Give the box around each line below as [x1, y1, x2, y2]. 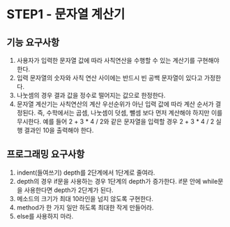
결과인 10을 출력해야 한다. [24, 126, 94, 134]
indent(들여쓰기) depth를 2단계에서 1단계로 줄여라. [16, 168, 155, 177]
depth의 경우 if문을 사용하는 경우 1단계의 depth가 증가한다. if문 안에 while [16, 177, 218, 185]
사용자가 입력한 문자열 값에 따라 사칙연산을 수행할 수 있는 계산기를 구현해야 [16, 57, 220, 64]
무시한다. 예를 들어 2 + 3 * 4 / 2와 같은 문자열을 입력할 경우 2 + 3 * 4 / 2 [16, 117, 215, 126]
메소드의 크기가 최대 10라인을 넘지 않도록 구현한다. [16, 194, 154, 203]
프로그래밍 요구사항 [6, 148, 85, 161]
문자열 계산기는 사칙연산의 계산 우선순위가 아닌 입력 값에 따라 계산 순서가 [16, 100, 214, 108]
